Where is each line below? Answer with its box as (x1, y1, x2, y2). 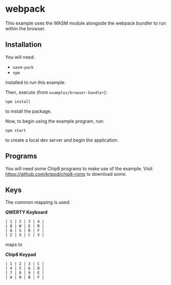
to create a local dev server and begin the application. (5, 137, 119, 143)
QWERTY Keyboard (5, 209, 47, 215)
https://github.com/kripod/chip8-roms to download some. (5, 171, 127, 177)
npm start (5, 128, 27, 133)
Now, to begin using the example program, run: (5, 118, 105, 124)
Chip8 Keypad (5, 252, 37, 258)
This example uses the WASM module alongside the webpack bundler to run (5, 20, 166, 26)
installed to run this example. (5, 79, 66, 85)
